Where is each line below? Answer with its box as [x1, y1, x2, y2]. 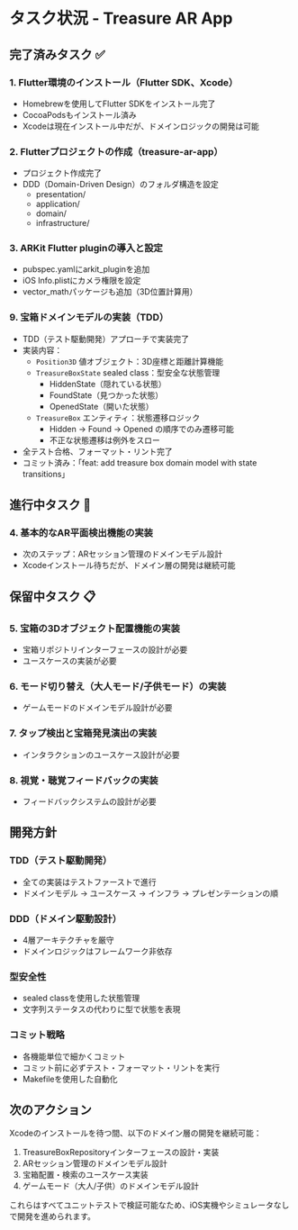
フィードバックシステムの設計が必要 [22, 796, 158, 807]
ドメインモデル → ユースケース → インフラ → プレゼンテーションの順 [22, 888, 279, 899]
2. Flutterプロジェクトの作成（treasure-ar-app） [9, 145, 223, 158]
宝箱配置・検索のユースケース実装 [22, 1170, 149, 1180]
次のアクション [9, 1102, 92, 1117]
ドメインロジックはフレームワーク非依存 [22, 946, 173, 957]
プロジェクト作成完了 [22, 167, 102, 178]
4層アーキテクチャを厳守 [22, 935, 114, 945]
